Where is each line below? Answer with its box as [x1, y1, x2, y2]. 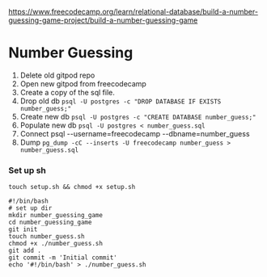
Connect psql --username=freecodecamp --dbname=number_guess [19, 128, 250, 138]
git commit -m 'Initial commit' [8, 254, 117, 262]
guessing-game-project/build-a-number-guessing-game [8, 15, 198, 25]
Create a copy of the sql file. [19, 87, 115, 97]
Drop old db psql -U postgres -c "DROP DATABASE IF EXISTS [19, 96, 222, 106]
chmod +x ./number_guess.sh [8, 240, 104, 248]
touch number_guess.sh [8, 233, 85, 241]
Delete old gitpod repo [19, 70, 95, 80]
